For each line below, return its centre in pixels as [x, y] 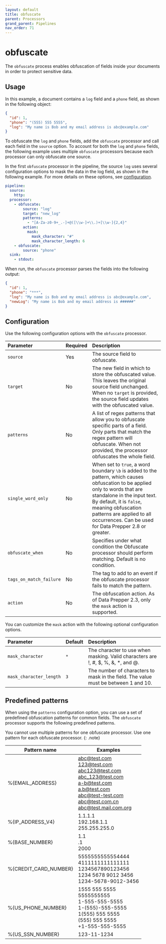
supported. [105, 612]
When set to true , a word [121, 465]
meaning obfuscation [117, 508]
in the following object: [28, 104]
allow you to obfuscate [119, 420]
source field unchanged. [121, 387]
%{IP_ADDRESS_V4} [31, 822]
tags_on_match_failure [34, 579]
